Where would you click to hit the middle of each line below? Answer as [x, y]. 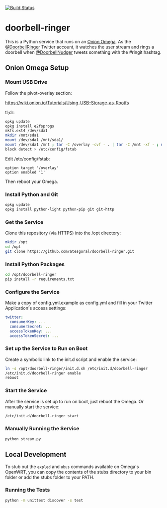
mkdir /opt [16, 242]
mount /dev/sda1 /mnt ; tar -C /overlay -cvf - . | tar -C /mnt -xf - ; [82, 145]
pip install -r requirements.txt [40, 279]
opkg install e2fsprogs [30, 126]
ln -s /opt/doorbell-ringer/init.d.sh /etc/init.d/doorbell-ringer [77, 368]
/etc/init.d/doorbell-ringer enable [43, 373]
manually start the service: [32, 407]
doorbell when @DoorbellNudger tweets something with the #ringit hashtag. [83, 52]
